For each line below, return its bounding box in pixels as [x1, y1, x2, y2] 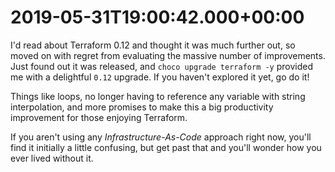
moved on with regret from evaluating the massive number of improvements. [10, 49, 326, 61]
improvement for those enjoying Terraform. [10, 111, 188, 123]
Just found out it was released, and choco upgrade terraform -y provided [10, 60, 314, 72]
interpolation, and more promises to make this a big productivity [10, 101, 274, 113]
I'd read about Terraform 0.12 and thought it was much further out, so [10, 39, 296, 51]
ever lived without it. [10, 152, 94, 164]
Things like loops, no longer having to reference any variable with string [10, 90, 306, 102]
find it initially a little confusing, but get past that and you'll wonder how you [10, 141, 322, 153]
